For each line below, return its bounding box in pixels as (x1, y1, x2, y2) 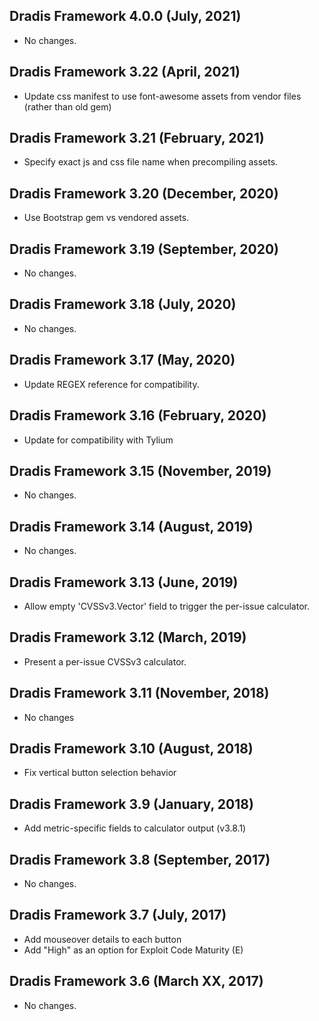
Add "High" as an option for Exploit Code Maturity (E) (23, 944, 244, 956)
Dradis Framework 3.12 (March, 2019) (9, 629, 247, 646)
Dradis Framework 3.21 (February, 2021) (9, 130, 265, 147)
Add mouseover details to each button (23, 933, 182, 945)
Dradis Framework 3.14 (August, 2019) (9, 518, 254, 535)
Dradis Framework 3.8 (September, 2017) (9, 851, 271, 868)
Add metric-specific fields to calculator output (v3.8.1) (23, 822, 247, 834)
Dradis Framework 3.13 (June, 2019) (9, 574, 239, 591)
